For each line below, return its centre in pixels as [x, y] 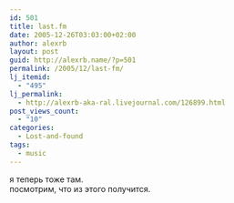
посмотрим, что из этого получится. [80, 188]
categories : [32, 128]
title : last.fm [38, 26]
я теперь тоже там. [46, 179]
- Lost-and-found [51, 137]
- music [32, 153]
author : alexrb [38, 43]
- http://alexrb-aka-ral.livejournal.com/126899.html [122, 102]
